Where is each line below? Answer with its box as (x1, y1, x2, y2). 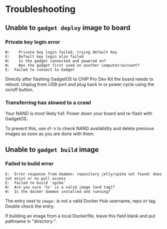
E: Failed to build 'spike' (5, 180, 66, 185)
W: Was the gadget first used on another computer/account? (5, 62, 140, 68)
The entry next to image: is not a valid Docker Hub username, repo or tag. (5, 197, 156, 203)
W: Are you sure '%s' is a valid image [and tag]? (5, 184, 115, 189)
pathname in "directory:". (5, 218, 57, 224)
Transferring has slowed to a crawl (5, 99, 91, 106)
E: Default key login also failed (5, 54, 84, 59)
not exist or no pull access (5, 176, 66, 181)
